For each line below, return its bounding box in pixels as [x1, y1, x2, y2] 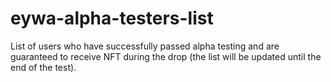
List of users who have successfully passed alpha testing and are [10, 40, 280, 52]
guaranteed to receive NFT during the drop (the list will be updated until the [10, 50, 322, 62]
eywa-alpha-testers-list [10, 7, 214, 30]
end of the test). [10, 61, 77, 73]
